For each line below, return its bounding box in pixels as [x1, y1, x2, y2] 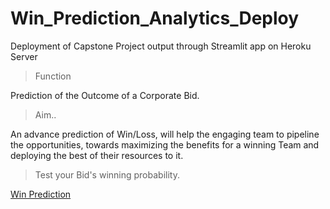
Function [34, 70, 72, 82]
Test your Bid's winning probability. [34, 168, 180, 181]
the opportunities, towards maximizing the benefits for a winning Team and [10, 138, 320, 151]
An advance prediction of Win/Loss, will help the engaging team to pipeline [10, 128, 320, 140]
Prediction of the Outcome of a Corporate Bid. [10, 89, 200, 101]
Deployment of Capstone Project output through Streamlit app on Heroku [10, 40, 312, 52]
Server [10, 50, 38, 62]
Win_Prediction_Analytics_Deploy [10, 7, 300, 30]
